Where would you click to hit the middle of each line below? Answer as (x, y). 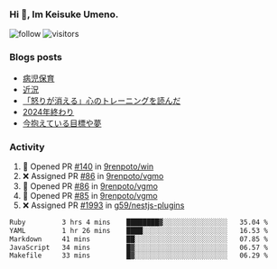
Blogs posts (36, 58)
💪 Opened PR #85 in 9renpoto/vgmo (90, 195)
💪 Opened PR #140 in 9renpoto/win (88, 166)
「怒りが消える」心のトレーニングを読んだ (102, 100)
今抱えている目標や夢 (62, 123)
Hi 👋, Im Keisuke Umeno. (64, 14)
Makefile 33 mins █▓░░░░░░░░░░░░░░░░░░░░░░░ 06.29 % (139, 256)
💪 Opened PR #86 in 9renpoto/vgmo (90, 186)
